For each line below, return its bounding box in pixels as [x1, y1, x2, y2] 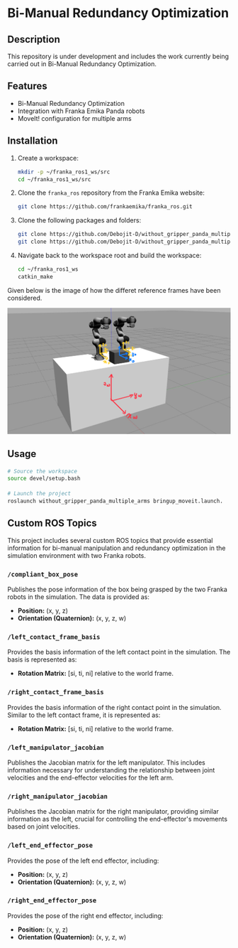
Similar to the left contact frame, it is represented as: [7, 711, 161, 719]
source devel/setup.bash [7, 475, 81, 483]
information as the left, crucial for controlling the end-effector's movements [7, 815, 228, 824]
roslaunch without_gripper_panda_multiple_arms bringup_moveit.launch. [7, 497, 223, 505]
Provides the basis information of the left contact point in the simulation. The [7, 648, 231, 657]
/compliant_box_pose [7, 570, 79, 578]
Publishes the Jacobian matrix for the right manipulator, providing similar [7, 807, 220, 816]
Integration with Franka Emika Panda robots [17, 107, 145, 115]
